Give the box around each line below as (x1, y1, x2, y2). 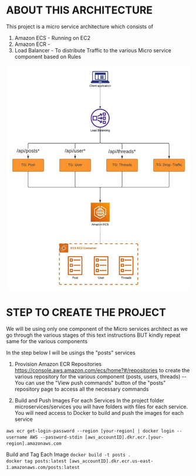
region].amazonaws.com (6, 441, 62, 447)
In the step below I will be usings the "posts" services (6, 349, 136, 356)
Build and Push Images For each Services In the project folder (14, 397, 164, 404)
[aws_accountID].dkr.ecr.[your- (85, 434, 164, 440)
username (6, 434, 28, 440)
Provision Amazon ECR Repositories (14, 361, 102, 367)
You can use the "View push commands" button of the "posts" (14, 380, 166, 386)
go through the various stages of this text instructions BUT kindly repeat (6, 331, 181, 338)
